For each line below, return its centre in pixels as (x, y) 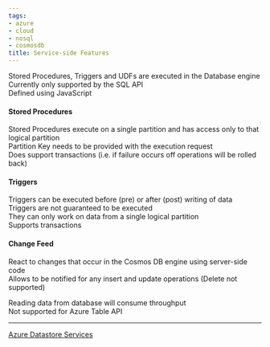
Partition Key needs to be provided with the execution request (110, 146)
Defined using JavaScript (50, 93)
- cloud (21, 31)
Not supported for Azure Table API (65, 311)
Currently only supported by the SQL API (76, 84)
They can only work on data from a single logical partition (104, 217)
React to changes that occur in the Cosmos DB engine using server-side (128, 261)
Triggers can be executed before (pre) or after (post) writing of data (121, 200)
